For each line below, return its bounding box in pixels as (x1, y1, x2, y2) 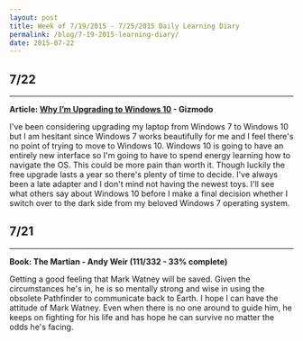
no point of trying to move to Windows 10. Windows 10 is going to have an (9, 140, 284, 151)
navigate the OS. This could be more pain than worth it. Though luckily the (9, 159, 286, 171)
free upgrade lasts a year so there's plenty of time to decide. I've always (9, 169, 278, 180)
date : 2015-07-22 (9, 38, 75, 48)
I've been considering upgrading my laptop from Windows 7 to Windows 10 (9, 121, 289, 132)
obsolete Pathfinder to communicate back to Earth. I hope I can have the (9, 292, 279, 303)
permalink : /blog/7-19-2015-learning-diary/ (9, 30, 179, 39)
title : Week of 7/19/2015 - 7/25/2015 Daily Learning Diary (9, 22, 241, 31)
